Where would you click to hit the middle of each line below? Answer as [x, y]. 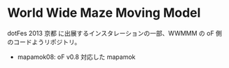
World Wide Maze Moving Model [104, 13]
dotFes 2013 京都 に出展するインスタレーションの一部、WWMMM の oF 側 [115, 33]
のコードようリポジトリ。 [44, 42]
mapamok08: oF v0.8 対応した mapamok [76, 57]
